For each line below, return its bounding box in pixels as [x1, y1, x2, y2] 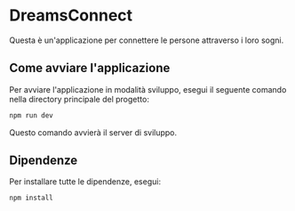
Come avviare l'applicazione [9, 61, 171, 76]
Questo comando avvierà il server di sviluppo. [9, 126, 178, 138]
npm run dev [9, 110, 53, 120]
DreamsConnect [9, 5, 133, 26]
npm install [9, 193, 53, 203]
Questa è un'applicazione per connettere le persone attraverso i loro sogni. [9, 35, 284, 45]
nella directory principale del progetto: [9, 93, 149, 104]
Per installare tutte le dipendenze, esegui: [9, 176, 162, 187]
